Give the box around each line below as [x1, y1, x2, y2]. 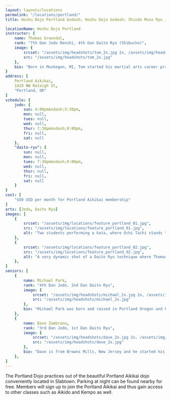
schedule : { [5, 98, 31, 103]
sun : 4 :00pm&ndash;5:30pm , [23, 107, 81, 112]
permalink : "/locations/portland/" [5, 12, 81, 17]
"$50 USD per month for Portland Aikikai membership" [14, 197, 131, 202]
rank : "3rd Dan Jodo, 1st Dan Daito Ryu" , [23, 325, 115, 331]
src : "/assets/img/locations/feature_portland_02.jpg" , [23, 249, 145, 254]
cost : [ [5, 193, 22, 198]
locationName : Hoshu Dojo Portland [5, 26, 81, 31]
